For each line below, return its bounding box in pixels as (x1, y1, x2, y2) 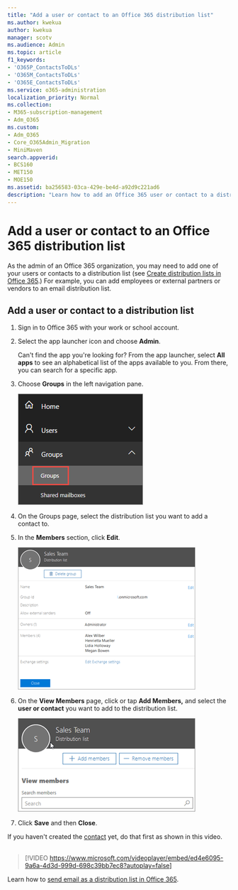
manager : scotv (7, 34, 52, 41)
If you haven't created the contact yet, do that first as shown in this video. (7, 832, 223, 841)
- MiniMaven (7, 146, 42, 153)
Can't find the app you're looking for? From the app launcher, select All (17, 351, 225, 359)
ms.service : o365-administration (7, 86, 106, 94)
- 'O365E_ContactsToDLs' (7, 79, 81, 86)
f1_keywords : (7, 57, 46, 64)
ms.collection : (7, 102, 52, 109)
